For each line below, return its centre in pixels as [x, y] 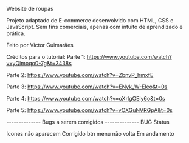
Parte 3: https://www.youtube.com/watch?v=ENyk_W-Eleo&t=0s [87, 87]
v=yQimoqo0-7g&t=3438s [39, 63]
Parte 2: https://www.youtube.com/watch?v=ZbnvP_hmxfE [80, 75]
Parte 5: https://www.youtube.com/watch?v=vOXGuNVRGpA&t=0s [90, 110]
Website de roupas [30, 9]
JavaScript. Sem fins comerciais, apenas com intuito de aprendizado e [95, 27]
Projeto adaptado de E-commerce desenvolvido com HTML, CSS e [90, 20]
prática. [16, 33]
